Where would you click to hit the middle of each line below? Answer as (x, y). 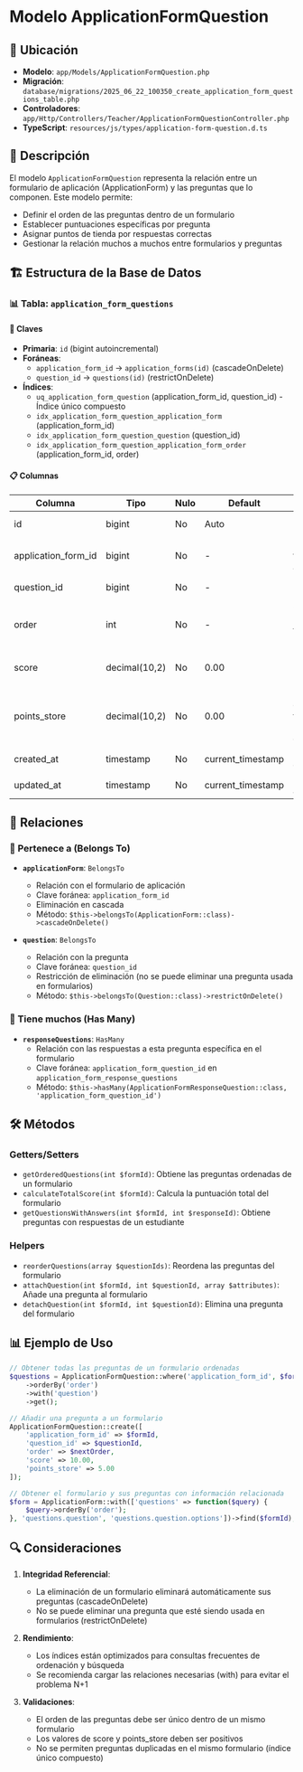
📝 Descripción (50, 156)
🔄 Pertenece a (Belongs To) (70, 848)
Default (245, 503)
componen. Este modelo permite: (71, 197)
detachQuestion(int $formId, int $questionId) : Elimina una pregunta (153, 1304)
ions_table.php (51, 99)
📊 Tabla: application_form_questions (92, 304)
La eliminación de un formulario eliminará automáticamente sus (153, 1592)
